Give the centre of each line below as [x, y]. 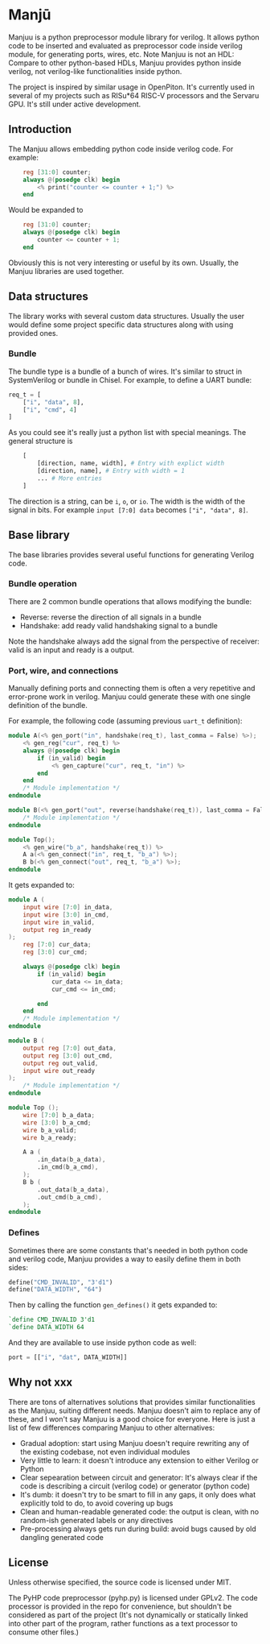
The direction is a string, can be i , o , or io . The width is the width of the [127, 501]
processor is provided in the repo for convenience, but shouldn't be [120, 1606]
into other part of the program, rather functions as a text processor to [123, 1623]
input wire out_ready [59, 1070]
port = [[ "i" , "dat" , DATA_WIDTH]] [68, 1358]
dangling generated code [62, 1537]
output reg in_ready [57, 930]
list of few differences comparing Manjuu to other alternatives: [112, 1427]
